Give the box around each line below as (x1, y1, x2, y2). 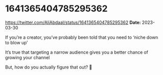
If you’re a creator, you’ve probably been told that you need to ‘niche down (5, 34, 158, 40)
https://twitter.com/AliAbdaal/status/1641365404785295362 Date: (5, 19, 141, 25)
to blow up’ (5, 39, 28, 45)
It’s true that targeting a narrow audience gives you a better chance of (5, 49, 148, 55)
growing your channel (5, 54, 50, 60)
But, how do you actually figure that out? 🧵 (5, 64, 92, 70)
